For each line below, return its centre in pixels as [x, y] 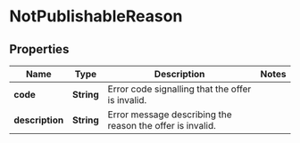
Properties [39, 49]
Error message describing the [170, 115]
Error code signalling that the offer [179, 89]
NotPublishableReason [96, 16]
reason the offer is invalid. [162, 126]
